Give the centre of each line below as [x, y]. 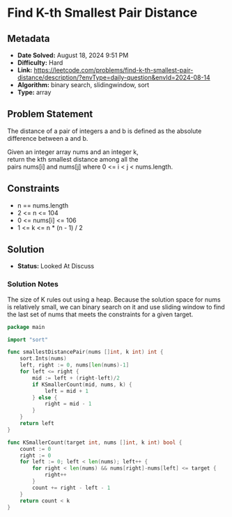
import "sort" [28, 339]
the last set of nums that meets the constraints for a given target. [100, 314]
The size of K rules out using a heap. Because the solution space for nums [114, 299]
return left [37, 424]
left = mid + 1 [67, 391]
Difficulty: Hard [40, 63]
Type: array [34, 92]
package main [26, 327]
